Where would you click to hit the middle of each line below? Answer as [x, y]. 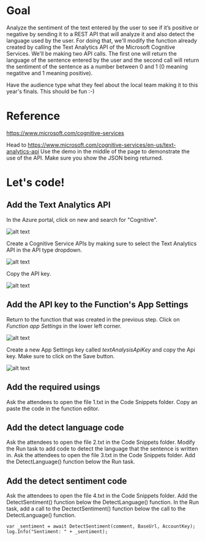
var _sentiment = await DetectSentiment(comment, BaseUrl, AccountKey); [101, 526]
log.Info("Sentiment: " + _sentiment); [57, 532]
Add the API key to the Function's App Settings [97, 305]
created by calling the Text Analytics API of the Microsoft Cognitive [91, 47]
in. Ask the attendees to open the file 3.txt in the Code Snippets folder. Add [101, 455]
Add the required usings [53, 387]
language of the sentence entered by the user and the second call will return [103, 60]
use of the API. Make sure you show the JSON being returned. [85, 158]
